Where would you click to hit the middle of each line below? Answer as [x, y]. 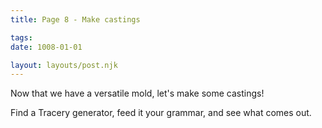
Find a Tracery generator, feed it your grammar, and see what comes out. [161, 113]
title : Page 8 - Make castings [75, 19]
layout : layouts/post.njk [64, 65]
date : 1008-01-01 [46, 47]
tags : [21, 37]
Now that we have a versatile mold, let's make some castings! [137, 93]
